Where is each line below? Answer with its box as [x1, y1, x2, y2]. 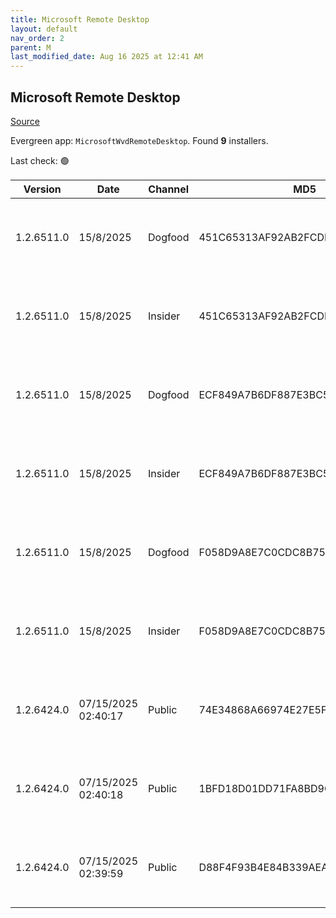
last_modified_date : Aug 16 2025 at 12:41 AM [10, 52, 203, 62]
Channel [148, 182, 190, 196]
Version [23, 182, 62, 196]
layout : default [10, 24, 78, 34]
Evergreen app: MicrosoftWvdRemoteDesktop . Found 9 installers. [10, 134, 269, 146]
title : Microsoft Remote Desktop [10, 14, 150, 25]
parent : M [10, 42, 52, 53]
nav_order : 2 [10, 33, 65, 43]
